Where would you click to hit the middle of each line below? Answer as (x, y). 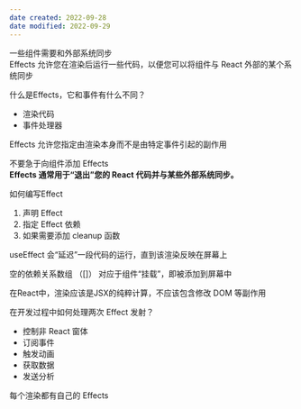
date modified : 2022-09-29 (60, 26)
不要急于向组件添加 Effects (59, 163)
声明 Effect (42, 213)
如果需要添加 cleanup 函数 (71, 235)
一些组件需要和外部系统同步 (61, 53)
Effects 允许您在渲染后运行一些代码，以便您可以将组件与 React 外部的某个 (147, 64)
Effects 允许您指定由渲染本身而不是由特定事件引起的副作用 (118, 144)
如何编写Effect (36, 194)
